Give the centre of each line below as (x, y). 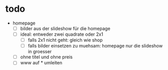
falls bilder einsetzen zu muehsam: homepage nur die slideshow (95, 46)
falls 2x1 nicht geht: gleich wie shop (65, 40)
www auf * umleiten (41, 63)
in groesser (40, 52)
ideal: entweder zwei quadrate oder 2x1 (62, 34)
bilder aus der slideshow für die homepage (65, 28)
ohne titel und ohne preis (46, 57)
